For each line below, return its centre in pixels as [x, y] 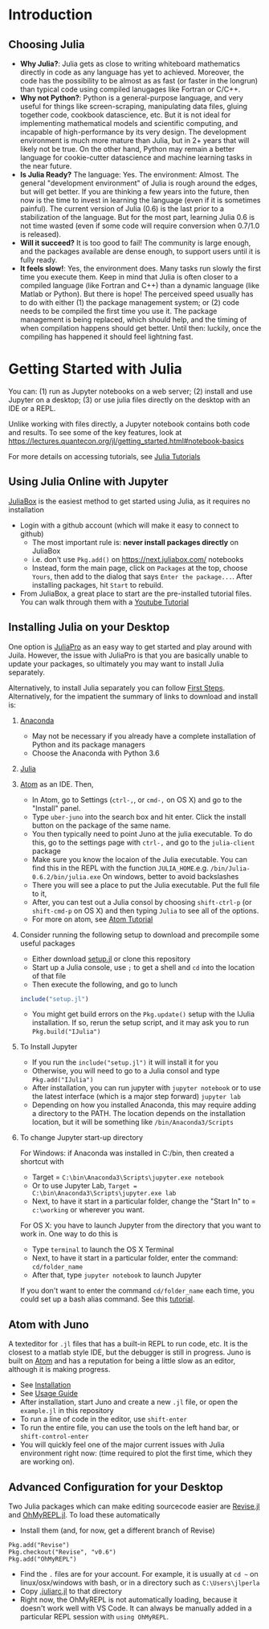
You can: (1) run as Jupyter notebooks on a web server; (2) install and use [130, 391]
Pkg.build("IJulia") [66, 1032]
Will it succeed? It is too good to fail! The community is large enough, [135, 243]
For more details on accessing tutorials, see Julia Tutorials [104, 456]
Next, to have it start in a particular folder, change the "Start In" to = [144, 1201]
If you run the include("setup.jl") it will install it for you [125, 1062]
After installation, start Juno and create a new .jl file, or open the [129, 1402]
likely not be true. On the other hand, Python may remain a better [127, 149]
